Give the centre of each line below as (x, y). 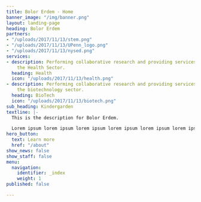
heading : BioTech (33, 95)
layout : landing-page (33, 23)
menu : (13, 162)
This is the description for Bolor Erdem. (65, 117)
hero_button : (22, 134)
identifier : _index (41, 173)
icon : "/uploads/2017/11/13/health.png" (63, 79)
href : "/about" (31, 145)
